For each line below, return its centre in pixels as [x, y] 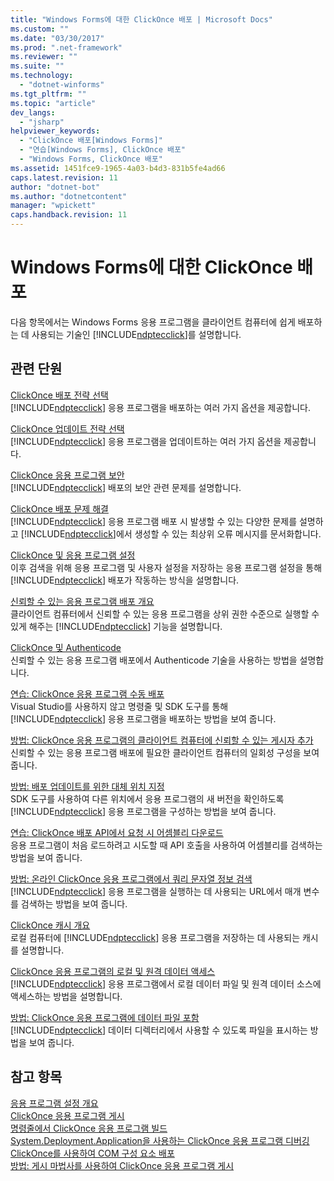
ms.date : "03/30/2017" [57, 38]
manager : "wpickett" [53, 206]
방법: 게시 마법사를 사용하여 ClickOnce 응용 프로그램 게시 [122, 1165]
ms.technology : [42, 76]
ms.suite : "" [37, 66]
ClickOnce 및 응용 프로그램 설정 [73, 555]
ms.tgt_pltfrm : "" [48, 94]
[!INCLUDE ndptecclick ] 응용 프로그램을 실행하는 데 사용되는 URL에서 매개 [156, 891]
